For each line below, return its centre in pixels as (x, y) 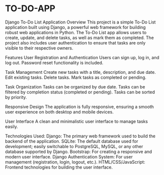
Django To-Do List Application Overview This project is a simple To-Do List (80, 22)
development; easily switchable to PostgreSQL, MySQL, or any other (74, 146)
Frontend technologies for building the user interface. (59, 167)
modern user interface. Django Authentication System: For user (69, 156)
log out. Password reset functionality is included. (54, 63)
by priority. (16, 97)
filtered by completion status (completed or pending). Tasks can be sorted (80, 92)
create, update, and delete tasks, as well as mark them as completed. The (80, 38)
